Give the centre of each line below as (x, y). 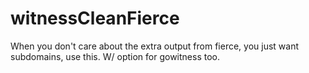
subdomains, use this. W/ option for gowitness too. (115, 56)
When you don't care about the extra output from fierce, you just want (155, 46)
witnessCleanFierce (95, 18)
